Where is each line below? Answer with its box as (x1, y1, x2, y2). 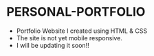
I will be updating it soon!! (16, 41, 90, 49)
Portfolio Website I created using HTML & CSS (16, 27, 148, 35)
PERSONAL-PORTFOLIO (6, 4, 146, 20)
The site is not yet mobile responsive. (16, 33, 123, 42)
